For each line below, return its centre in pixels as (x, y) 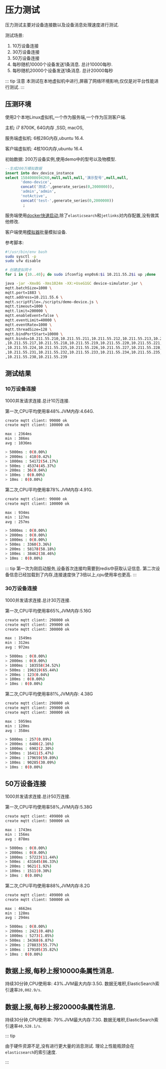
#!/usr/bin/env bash (26, 252)
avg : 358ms (17, 730)
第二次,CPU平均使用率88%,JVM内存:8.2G (48, 886)
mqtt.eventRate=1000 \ (28, 325)
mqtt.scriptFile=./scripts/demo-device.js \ (52, 302)
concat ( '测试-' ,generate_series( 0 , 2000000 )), (67, 187)
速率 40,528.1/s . (25, 1026)
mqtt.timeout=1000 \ (26, 306)
